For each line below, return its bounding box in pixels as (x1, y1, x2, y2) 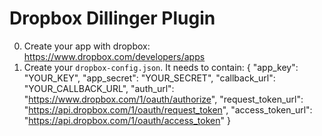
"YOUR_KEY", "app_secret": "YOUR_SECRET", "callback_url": (23, 72, 276, 84)
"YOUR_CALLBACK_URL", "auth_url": (23, 82, 175, 94)
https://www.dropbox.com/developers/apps (23, 50, 206, 62)
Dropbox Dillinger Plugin (9, 7, 216, 30)
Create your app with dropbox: (23, 40, 151, 52)
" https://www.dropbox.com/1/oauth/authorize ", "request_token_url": (23, 93, 304, 105)
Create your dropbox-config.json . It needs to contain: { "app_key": (23, 61, 299, 73)
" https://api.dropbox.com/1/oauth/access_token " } (23, 114, 231, 126)
